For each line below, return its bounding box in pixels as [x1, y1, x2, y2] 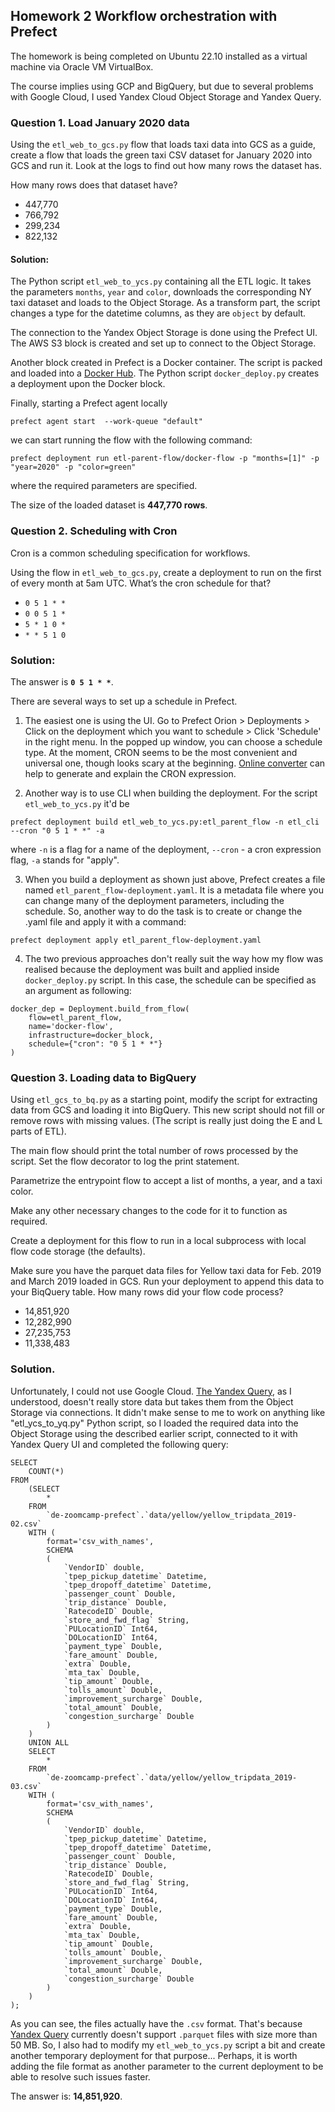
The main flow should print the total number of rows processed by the [10, 1145, 299, 1157]
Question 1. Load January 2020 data [10, 115, 190, 129]
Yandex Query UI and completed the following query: [10, 1438, 229, 1450]
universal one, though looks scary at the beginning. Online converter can [24, 757, 326, 769]
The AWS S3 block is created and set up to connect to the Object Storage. [10, 337, 317, 349]
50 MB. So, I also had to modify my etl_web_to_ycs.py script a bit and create [10, 2039, 326, 2051]
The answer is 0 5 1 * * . [10, 675, 114, 688]
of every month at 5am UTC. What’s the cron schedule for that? [10, 577, 272, 589]
